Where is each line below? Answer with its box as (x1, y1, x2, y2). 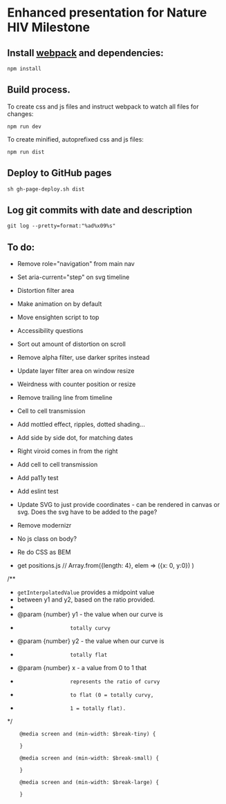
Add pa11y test (17, 474, 59, 482)
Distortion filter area (17, 287, 75, 295)
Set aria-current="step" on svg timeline (17, 273, 130, 281)
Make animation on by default (17, 300, 102, 308)
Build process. (7, 84, 71, 96)
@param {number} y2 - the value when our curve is (17, 637, 164, 645)
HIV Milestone (7, 19, 91, 35)
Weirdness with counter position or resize (17, 380, 136, 388)
